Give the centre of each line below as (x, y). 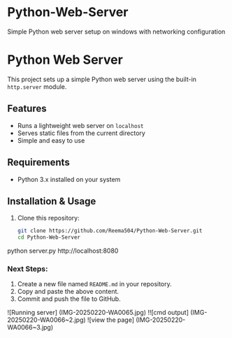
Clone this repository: (48, 218)
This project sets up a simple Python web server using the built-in (102, 79)
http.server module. (37, 86)
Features (27, 109)
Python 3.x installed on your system (69, 179)
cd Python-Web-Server (49, 238)
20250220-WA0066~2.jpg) (46, 320)
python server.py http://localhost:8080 (63, 251)
